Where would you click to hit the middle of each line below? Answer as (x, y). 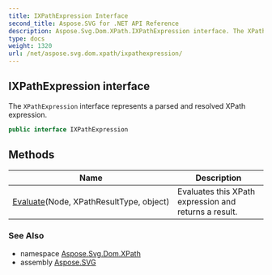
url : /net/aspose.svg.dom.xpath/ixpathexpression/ (96, 54)
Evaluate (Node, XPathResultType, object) (91, 201)
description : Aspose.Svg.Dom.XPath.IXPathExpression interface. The (126, 31)
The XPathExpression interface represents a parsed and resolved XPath (127, 105)
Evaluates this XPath (217, 191)
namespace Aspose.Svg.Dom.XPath (81, 253)
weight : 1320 (30, 46)
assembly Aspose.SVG (58, 262)
